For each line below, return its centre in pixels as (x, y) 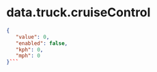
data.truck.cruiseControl (78, 13)
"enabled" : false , (42, 43)
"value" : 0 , (32, 37)
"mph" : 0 (28, 56)
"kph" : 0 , (29, 50)
